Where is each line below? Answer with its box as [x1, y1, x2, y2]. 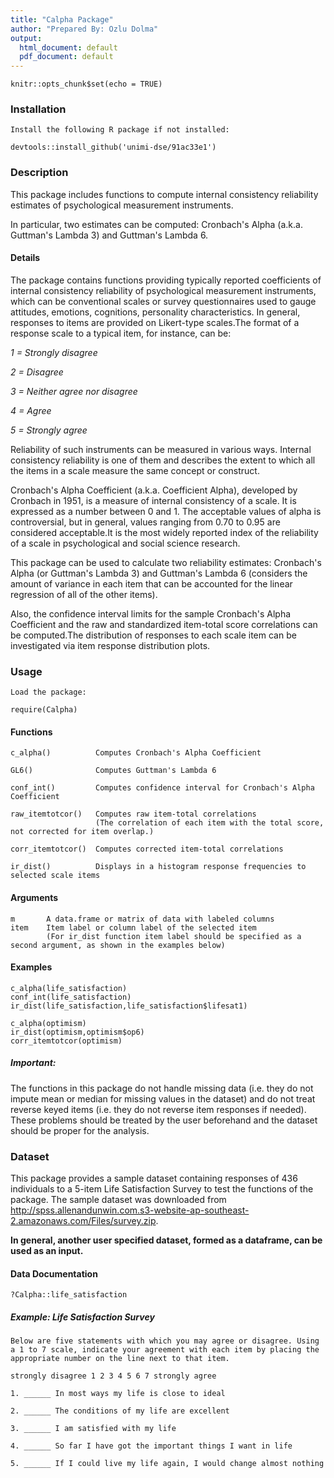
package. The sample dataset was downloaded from [10, 1194, 227, 1206]
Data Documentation [10, 1267, 98, 1280]
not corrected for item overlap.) [10, 827, 155, 837]
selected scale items [10, 871, 101, 881]
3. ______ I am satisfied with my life [10, 1424, 177, 1434]
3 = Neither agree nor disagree [10, 385, 138, 397]
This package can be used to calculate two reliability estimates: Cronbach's [10, 556, 322, 568]
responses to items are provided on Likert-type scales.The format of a [10, 316, 300, 328]
